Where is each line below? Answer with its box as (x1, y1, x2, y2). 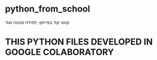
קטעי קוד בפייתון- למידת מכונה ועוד (5, 19, 70, 25)
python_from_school (5, 3, 90, 15)
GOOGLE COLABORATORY (5, 47, 114, 58)
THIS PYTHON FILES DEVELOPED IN (5, 36, 153, 47)
